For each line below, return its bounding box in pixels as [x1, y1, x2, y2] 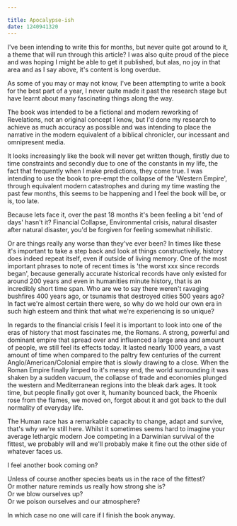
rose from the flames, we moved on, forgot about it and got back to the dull [7, 396, 226, 404]
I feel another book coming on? [7, 461, 98, 469]
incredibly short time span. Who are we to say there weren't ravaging [7, 284, 209, 292]
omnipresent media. [7, 137, 66, 146]
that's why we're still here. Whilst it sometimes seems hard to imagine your [7, 424, 226, 433]
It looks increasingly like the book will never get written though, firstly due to [7, 151, 230, 160]
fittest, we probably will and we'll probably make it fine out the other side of [7, 440, 228, 448]
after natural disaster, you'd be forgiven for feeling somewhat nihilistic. [7, 225, 213, 234]
